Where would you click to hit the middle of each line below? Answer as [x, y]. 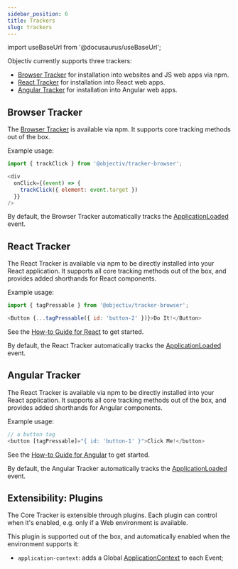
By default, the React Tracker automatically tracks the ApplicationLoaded [114, 346]
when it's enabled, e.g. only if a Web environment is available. [98, 523]
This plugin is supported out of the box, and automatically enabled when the [119, 536]
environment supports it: [43, 544]
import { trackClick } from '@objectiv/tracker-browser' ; [95, 164]
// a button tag [31, 434]
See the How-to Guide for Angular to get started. [79, 455]
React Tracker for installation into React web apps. [91, 82]
